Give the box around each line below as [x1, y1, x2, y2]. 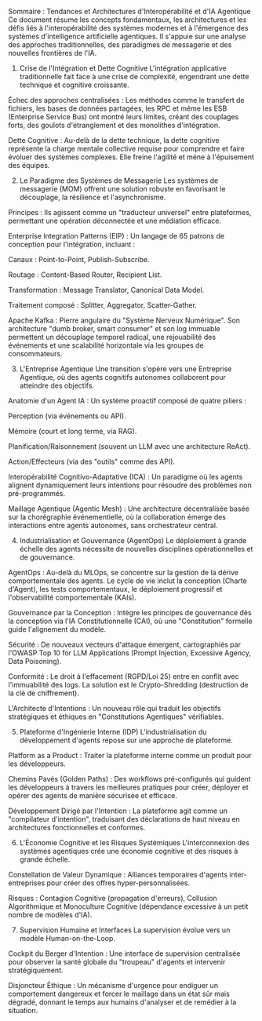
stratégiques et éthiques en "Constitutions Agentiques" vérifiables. [8, 712, 224, 721]
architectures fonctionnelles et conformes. [8, 823, 146, 832]
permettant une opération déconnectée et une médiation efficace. [8, 216, 222, 225]
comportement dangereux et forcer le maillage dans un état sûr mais [8, 989, 230, 998]
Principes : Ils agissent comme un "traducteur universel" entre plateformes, [8, 208, 252, 217]
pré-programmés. [8, 489, 66, 498]
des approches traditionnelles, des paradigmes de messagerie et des [8, 40, 232, 49]
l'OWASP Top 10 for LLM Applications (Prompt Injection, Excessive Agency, [8, 648, 251, 658]
